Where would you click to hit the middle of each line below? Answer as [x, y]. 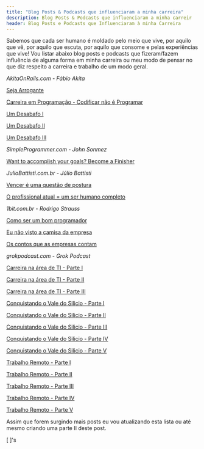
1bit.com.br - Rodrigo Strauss [43, 209]
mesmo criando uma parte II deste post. [56, 428]
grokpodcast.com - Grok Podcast [48, 256]
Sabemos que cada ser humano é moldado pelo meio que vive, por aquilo [99, 41]
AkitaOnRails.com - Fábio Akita [46, 78]
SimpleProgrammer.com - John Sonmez [57, 150]
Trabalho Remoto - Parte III [40, 386]
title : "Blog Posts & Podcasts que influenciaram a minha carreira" [95, 12]
